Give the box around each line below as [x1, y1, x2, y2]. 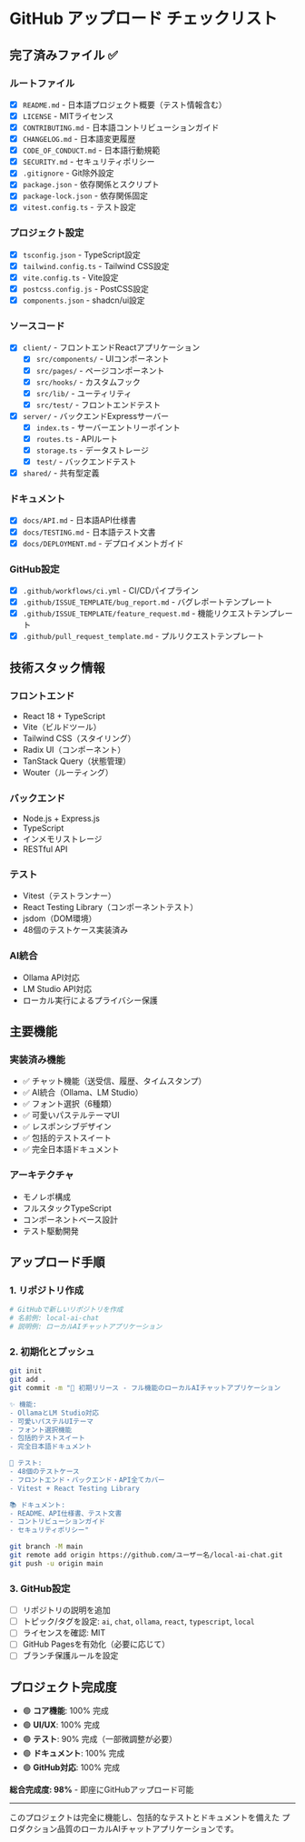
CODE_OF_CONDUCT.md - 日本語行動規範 [22, 145, 161, 155]
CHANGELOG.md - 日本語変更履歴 [22, 134, 136, 145]
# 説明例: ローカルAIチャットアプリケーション [9, 1322, 162, 1332]
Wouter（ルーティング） [22, 766, 113, 777]
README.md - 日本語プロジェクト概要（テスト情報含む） [22, 99, 227, 110]
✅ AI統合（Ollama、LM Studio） [22, 1087, 143, 1098]
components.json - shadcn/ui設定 [22, 295, 145, 305]
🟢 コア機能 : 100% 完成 [22, 1706, 109, 1717]
